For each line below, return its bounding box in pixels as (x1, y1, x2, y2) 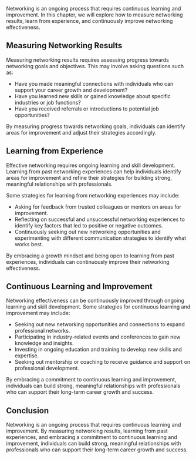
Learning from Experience (6, 146, 104, 156)
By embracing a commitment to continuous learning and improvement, (6, 376, 177, 383)
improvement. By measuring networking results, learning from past (6, 427, 168, 434)
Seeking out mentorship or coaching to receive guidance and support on (14, 359, 191, 366)
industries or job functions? (14, 99, 81, 106)
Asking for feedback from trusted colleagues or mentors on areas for (14, 203, 182, 210)
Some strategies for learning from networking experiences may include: (6, 192, 180, 199)
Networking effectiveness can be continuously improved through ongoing (6, 297, 185, 304)
